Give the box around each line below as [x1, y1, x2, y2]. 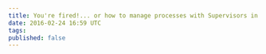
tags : [8, 26, 26, 34]
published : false [8, 33, 66, 42]
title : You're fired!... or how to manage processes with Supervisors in [8, 11, 259, 20]
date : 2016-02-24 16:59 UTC [8, 19, 102, 27]
